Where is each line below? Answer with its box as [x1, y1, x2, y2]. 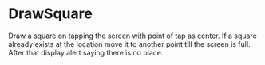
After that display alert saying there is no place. [8, 48, 164, 57]
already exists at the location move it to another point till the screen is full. [8, 39, 251, 48]
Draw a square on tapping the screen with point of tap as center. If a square [8, 31, 257, 40]
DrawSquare [8, 5, 93, 23]
